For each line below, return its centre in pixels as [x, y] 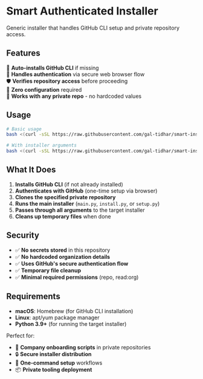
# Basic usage [24, 129]
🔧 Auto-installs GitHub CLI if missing [53, 68]
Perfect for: [21, 336]
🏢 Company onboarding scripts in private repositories [83, 347]
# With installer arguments [42, 145]
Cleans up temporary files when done [63, 216]
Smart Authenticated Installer [82, 11]
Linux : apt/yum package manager [57, 317]
